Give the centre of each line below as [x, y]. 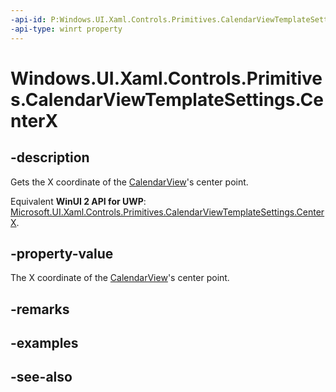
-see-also [41, 377]
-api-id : [28, 19]
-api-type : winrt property [66, 29]
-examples [44, 343]
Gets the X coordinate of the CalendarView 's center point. [129, 182]
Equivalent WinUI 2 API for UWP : [78, 201]
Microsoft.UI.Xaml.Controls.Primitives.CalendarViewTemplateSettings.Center [167, 212]
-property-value [62, 253]
